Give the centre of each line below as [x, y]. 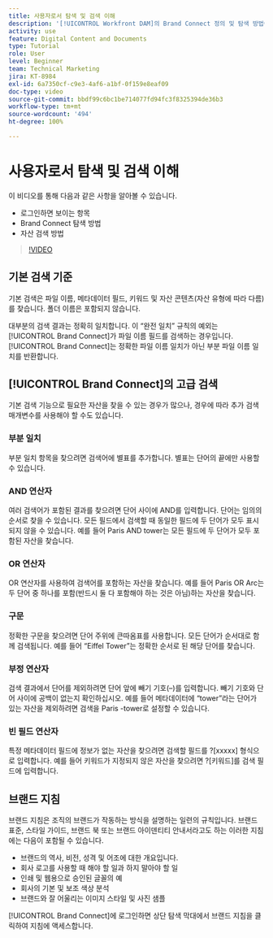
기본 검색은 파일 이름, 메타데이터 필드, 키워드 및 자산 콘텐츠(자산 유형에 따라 [128, 298]
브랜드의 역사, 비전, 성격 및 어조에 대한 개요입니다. [99, 858]
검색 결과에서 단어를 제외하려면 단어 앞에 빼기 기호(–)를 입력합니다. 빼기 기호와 [132, 688]
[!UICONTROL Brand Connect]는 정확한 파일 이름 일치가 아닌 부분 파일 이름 [129, 345]
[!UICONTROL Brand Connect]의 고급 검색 [113, 384]
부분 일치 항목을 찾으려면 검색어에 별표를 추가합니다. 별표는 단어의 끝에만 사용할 [134, 458]
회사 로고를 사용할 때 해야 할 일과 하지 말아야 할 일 [99, 868]
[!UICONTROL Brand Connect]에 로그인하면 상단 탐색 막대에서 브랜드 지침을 [131, 916]
